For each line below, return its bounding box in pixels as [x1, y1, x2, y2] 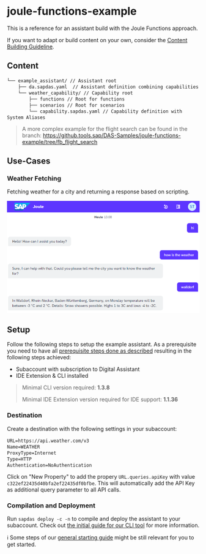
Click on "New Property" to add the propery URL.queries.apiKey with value [7, 473, 196, 480]
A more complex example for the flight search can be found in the [21, 125, 188, 132]
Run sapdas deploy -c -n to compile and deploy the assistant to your [7, 515, 181, 523]
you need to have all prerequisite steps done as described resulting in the [7, 347, 192, 354]
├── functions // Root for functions [29, 96, 125, 102]
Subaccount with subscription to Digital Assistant [15, 365, 140, 373]
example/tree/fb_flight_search [21, 138, 98, 145]
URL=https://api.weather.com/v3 [7, 438, 89, 444]
